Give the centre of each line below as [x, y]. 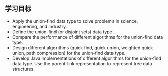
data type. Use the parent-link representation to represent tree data [82, 63]
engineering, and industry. [39, 26]
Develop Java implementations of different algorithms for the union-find [87, 58]
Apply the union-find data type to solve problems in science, [75, 21]
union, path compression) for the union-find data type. [69, 53]
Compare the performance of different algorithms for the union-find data [88, 37]
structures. [23, 69]
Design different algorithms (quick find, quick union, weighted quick [82, 48]
